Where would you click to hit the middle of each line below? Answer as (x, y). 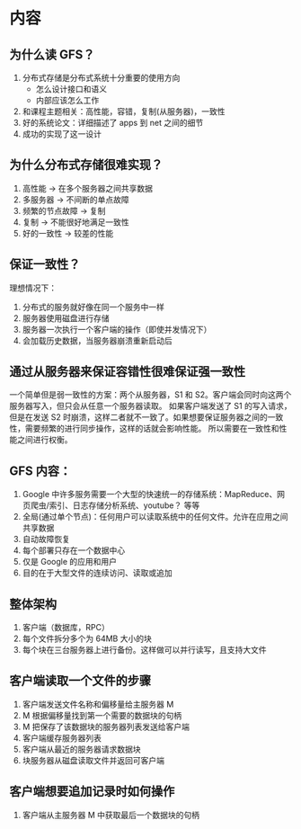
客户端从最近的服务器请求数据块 (81, 749)
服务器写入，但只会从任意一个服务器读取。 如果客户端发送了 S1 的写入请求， (150, 406)
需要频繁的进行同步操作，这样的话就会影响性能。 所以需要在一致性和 (152, 429)
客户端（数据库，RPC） (66, 628)
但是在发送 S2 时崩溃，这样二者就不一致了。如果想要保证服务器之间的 (138, 417)
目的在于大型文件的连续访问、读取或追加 (97, 573)
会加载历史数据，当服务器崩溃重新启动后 (97, 340)
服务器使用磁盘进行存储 (66, 318)
